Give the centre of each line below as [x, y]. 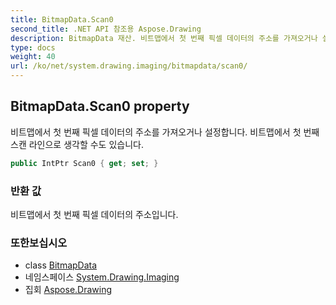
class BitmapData [61, 265]
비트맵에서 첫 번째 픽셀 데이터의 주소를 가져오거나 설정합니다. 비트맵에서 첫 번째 [165, 132]
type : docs [33, 47]
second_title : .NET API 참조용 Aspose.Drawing [106, 29]
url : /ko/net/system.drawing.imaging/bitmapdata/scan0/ [129, 66]
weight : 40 [33, 57]
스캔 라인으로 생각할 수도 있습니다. [77, 144]
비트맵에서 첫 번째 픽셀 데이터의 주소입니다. [94, 214]
